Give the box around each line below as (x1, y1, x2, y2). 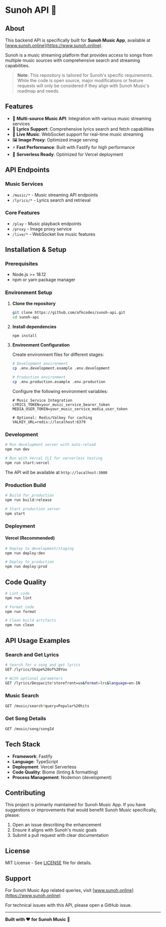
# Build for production (5, 493, 54, 498)
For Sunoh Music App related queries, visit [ (5, 887, 95, 893)
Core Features (5, 209, 40, 216)
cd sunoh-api (12, 314, 40, 320)
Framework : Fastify (12, 753, 53, 759)
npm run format (5, 609, 37, 614)
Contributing (5, 788, 45, 797)
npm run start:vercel (5, 460, 50, 465)
